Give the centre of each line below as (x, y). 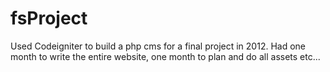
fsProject (49, 18)
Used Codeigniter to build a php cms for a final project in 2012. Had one (158, 46)
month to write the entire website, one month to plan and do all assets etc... (165, 56)
